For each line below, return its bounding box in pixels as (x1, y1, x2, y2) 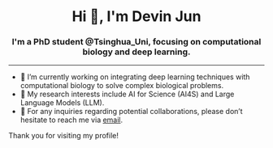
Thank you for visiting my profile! (8, 131, 119, 141)
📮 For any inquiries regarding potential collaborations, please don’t (19, 107, 243, 116)
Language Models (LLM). (19, 98, 105, 108)
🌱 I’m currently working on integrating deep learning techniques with (19, 72, 250, 82)
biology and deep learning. (82, 46, 191, 57)
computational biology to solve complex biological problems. (19, 81, 224, 91)
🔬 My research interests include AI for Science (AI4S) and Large (19, 89, 235, 99)
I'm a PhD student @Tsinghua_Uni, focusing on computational (11, 36, 262, 48)
